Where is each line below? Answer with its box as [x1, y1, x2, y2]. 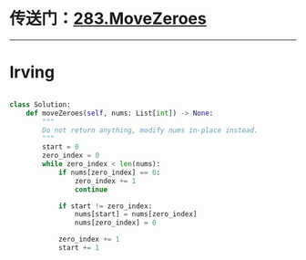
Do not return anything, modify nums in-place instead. [42, 125, 259, 135]
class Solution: [9, 99, 71, 109]
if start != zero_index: [57, 202, 153, 211]
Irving [9, 62, 56, 83]
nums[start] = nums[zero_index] [74, 210, 198, 219]
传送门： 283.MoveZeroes [9, 8, 207, 29]
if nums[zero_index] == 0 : [57, 168, 161, 177]
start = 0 [42, 142, 79, 151]
